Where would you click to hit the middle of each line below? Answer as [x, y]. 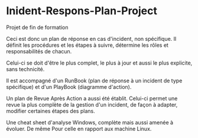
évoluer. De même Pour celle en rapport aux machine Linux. [79, 129]
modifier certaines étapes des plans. [51, 111]
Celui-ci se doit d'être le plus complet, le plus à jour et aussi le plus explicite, [99, 63]
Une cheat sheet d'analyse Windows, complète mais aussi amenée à [90, 122]
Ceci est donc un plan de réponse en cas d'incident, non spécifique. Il [91, 38]
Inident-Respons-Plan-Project [82, 11]
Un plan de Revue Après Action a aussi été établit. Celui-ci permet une [92, 98]
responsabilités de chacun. [39, 51]
